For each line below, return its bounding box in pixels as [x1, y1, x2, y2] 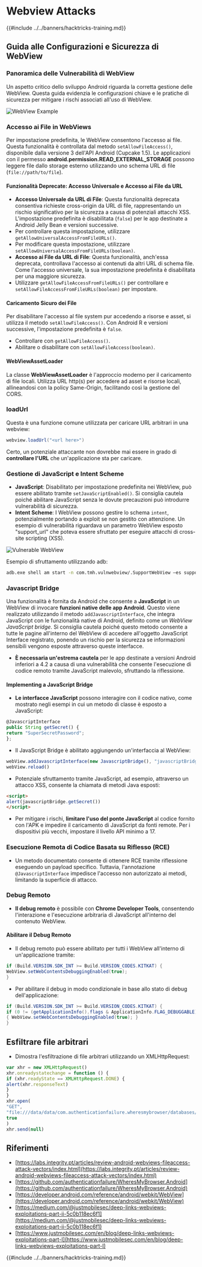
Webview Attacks [6, 4, 96, 18]
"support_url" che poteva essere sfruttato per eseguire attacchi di [14, 528, 179, 535]
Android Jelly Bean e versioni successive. [14, 222, 118, 229]
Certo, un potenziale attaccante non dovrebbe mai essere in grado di [6, 448, 177, 455]
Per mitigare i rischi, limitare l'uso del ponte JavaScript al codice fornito [14, 815, 195, 823]
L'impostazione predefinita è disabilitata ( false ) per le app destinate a [14, 215, 188, 222]
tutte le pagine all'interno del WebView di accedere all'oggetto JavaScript [6, 630, 188, 637]
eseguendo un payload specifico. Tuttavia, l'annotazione [14, 863, 156, 870]
